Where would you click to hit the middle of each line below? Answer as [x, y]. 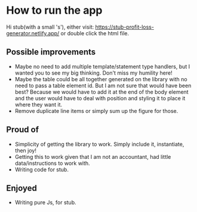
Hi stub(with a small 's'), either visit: [50, 27]
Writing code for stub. [41, 169]
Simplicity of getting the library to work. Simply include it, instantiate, [99, 144]
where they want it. [39, 105]
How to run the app [54, 10]
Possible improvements [51, 52]
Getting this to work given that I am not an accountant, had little [93, 156]
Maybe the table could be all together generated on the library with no [101, 79]
